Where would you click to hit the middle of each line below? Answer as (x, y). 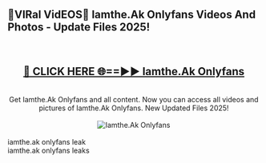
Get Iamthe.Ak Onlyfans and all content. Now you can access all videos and (134, 99)
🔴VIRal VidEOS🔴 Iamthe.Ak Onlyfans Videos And (132, 15)
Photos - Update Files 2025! (79, 28)
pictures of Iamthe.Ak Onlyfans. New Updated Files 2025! (134, 108)
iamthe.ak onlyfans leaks (48, 150)
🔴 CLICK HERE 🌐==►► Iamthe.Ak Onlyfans (134, 72)
